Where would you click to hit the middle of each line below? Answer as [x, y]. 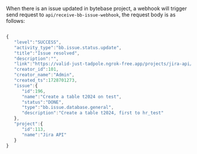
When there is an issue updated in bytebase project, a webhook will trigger [97, 8]
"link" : [23, 64]
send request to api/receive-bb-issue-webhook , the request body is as [91, 15]
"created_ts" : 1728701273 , [45, 80]
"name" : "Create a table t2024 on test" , [72, 97]
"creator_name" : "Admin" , [44, 75]
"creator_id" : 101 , [36, 70]
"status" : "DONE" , [43, 102]
